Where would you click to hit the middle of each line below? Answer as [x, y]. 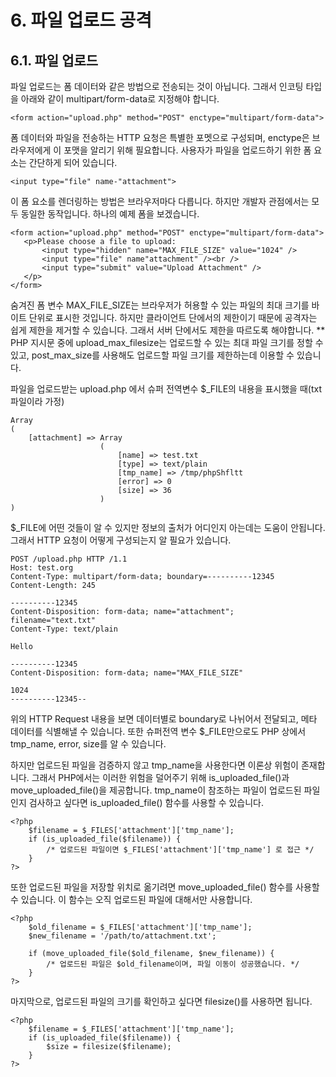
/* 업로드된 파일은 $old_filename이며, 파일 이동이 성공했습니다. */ [173, 964]
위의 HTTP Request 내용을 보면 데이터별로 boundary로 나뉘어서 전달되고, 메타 [164, 719]
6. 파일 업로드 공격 [81, 20]
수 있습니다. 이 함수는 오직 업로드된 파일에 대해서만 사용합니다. [131, 899]
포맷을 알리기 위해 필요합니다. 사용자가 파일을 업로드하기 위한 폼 [187, 150]
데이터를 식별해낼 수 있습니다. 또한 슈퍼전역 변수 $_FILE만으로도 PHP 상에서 [158, 731]
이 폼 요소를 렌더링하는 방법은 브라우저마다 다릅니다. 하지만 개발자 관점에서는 [160, 201]
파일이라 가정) [37, 401]
